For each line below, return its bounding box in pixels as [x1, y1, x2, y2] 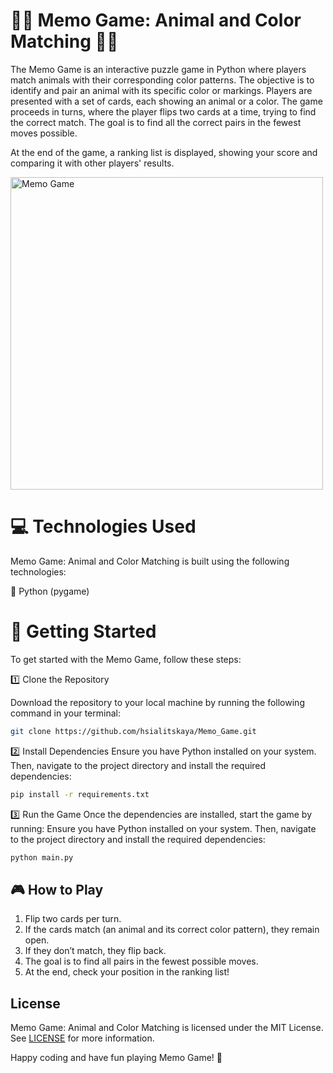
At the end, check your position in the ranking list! [24, 966, 230, 978]
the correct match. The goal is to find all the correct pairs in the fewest [10, 116, 302, 128]
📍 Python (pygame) [10, 585, 90, 597]
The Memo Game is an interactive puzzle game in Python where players [10, 63, 307, 75]
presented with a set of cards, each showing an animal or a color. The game [10, 95, 323, 107]
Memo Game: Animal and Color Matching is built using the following [10, 555, 290, 567]
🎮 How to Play [10, 881, 104, 898]
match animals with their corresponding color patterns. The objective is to [10, 74, 315, 86]
